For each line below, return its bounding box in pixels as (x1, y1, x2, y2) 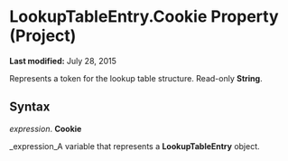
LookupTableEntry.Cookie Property (9, 6, 279, 27)
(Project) (9, 25, 77, 46)
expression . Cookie (9, 123, 82, 134)
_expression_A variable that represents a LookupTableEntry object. (9, 140, 260, 151)
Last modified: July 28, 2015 (9, 55, 117, 66)
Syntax (9, 99, 51, 115)
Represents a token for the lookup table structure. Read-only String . (9, 72, 264, 83)
